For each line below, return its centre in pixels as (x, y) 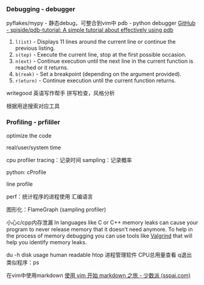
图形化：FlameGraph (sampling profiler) (56, 209)
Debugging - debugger (41, 9)
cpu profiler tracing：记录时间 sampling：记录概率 (69, 160)
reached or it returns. (42, 68)
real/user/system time (34, 147)
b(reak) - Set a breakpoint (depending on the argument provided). (98, 74)
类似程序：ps (23, 262)
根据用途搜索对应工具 (33, 106)
